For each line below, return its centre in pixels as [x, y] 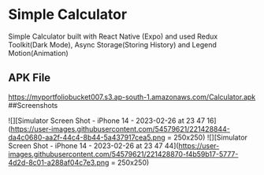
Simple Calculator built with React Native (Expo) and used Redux [113, 36]
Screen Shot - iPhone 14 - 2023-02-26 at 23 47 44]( [93, 145]
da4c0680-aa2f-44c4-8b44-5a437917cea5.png [87, 137]
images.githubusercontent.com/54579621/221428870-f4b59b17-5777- [123, 154]
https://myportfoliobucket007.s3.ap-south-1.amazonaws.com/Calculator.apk [132, 97]
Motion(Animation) [38, 53]
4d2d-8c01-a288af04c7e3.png [59, 162]
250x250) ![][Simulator [210, 137]
